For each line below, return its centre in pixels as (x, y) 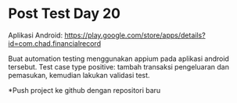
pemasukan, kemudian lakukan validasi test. (79, 75)
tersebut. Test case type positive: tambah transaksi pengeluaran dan (118, 66)
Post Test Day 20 (65, 14)
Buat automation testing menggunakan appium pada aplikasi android (118, 59)
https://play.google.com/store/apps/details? (135, 35)
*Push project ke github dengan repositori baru (84, 90)
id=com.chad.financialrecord (55, 43)
